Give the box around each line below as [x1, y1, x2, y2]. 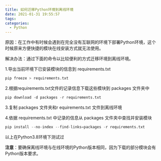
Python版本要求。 [5, 150, 41, 156]
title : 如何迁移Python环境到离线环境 [5, 7, 74, 12]
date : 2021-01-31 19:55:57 [5, 12, 60, 17]
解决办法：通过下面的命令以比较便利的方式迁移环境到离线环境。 [5, 56, 133, 61]
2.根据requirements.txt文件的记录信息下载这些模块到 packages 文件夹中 [5, 85, 150, 91]
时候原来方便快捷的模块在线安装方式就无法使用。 [5, 45, 103, 51]
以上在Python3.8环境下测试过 [5, 134, 64, 140]
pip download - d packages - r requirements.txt [5, 95, 101, 100]
